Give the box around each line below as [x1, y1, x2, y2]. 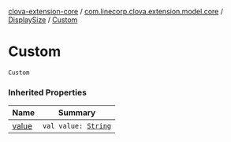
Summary [58, 107, 96, 118]
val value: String [42, 121, 112, 131]
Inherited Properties [8, 87, 87, 98]
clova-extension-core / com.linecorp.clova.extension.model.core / [8, 7, 223, 16]
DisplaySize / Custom [8, 15, 78, 24]
